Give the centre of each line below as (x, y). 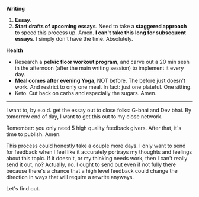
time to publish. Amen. (33, 134)
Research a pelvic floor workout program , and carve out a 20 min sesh (102, 62)
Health (15, 50)
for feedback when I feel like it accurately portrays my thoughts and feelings (99, 152)
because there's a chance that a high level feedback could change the (92, 171)
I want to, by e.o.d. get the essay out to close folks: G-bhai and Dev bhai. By (99, 110)
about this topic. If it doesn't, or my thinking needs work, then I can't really (97, 158)
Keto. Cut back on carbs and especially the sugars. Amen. (86, 93)
